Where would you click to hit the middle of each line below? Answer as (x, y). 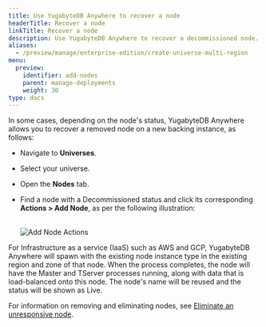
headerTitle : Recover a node (57, 23)
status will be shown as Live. (56, 290)
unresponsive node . (41, 314)
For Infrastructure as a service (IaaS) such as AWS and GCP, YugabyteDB (129, 248)
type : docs (26, 98)
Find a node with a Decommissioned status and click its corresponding (136, 200)
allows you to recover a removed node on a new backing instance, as (122, 129)
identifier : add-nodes (60, 75)
